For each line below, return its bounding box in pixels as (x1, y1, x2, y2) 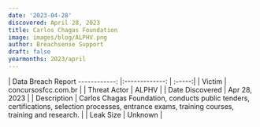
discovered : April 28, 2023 (8, 19, 101, 27)
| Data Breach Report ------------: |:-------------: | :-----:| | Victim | (8, 76, 227, 86)
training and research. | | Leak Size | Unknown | (8, 110, 163, 119)
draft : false (8, 48, 51, 56)
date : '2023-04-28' (8, 11, 72, 20)
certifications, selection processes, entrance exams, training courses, (8, 101, 235, 111)
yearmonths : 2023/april (8, 56, 87, 63)
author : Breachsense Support (8, 41, 104, 49)
